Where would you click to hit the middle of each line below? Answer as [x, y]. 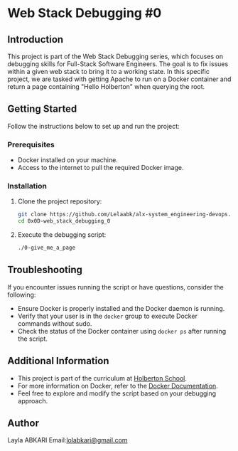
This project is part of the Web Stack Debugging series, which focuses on [115, 56]
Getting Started [42, 109]
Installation [27, 186]
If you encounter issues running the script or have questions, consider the [115, 287]
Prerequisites [31, 144]
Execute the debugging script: [62, 235]
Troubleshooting [45, 270]
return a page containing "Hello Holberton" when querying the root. [106, 86]
